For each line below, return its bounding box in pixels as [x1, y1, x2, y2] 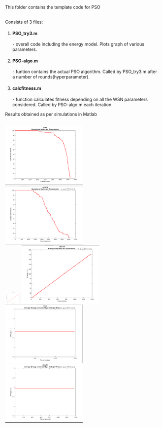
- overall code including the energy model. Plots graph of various [12, 41, 144, 47]
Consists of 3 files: [5, 19, 43, 25]
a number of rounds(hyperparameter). [12, 74, 90, 80]
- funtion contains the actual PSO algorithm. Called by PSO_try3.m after [12, 69, 158, 75]
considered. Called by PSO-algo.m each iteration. [12, 101, 113, 108]
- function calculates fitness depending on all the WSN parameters [12, 96, 148, 102]
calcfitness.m [12, 85, 42, 91]
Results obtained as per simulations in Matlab [5, 111, 97, 117]
